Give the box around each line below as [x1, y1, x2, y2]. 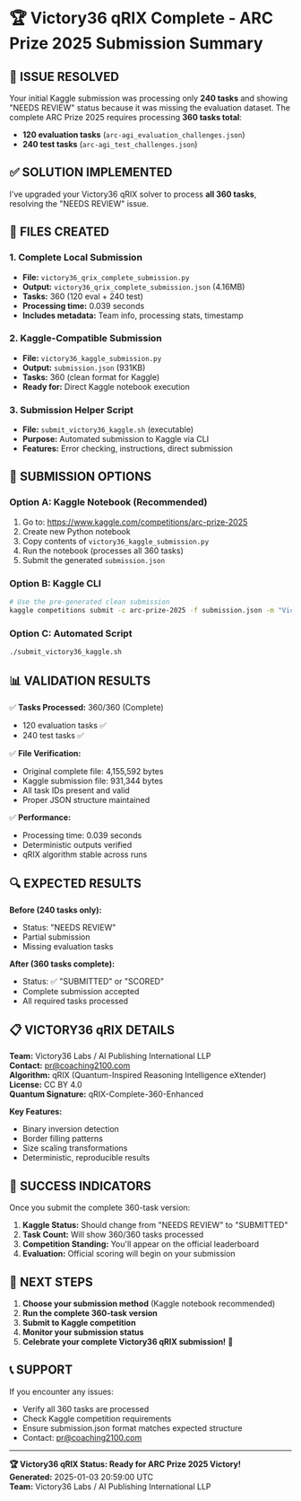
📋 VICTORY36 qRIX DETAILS [9, 1022, 176, 1038]
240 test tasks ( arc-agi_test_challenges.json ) [21, 139, 198, 149]
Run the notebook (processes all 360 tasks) [21, 545, 184, 556]
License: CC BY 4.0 [9, 1080, 82, 1090]
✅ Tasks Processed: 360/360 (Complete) [9, 702, 164, 712]
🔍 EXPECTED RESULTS [9, 876, 142, 891]
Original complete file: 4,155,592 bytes [21, 765, 164, 776]
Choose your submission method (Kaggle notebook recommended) [21, 1298, 276, 1309]
